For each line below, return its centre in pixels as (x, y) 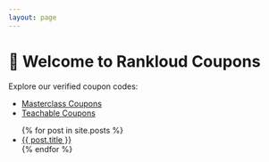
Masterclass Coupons (61, 103)
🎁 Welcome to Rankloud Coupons (134, 61)
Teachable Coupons (58, 113)
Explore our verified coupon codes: (73, 86)
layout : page (33, 17)
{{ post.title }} (46, 140)
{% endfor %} (47, 149)
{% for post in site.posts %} (72, 130)
